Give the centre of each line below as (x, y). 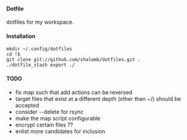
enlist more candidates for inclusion (60, 131)
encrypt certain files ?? (44, 125)
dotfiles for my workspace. (40, 22)
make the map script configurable (58, 118)
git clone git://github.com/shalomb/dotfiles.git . (73, 60)
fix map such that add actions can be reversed (74, 92)
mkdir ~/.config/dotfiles (39, 49)
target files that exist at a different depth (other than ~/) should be (98, 98)
